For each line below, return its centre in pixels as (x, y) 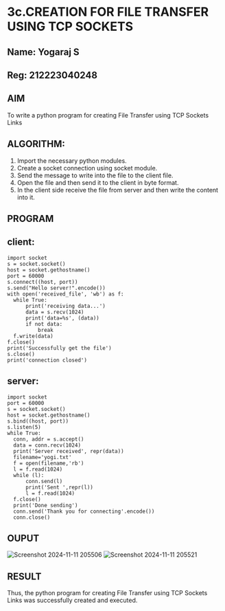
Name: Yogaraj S (44, 52)
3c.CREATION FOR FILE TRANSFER (108, 12)
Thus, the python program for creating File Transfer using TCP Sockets (107, 593)
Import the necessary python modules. (72, 160)
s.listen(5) (24, 427)
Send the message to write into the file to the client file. (95, 175)
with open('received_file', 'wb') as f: (66, 294)
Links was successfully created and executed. (72, 600)
